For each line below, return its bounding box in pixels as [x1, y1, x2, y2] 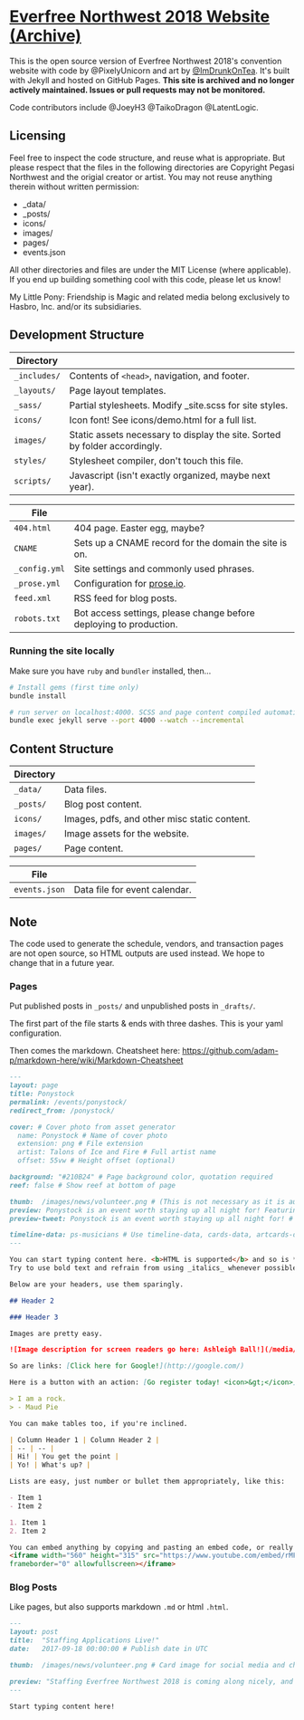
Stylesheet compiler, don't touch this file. [69, 454, 244, 467]
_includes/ [14, 370, 61, 381]
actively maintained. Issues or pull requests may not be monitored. [9, 84, 266, 95]
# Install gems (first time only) [9, 683, 140, 692]
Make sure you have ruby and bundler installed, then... [9, 665, 212, 676]
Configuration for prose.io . [73, 577, 186, 589]
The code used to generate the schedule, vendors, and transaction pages [9, 938, 284, 949]
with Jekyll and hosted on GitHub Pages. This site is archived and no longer [9, 74, 295, 85]
